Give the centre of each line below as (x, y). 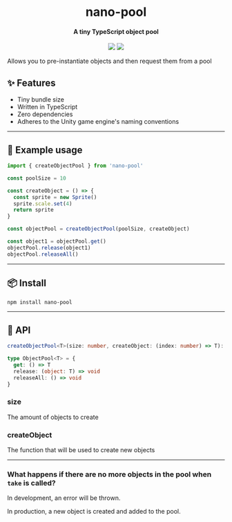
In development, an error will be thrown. (64, 498)
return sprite (33, 210)
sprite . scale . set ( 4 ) (43, 204)
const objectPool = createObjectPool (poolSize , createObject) (98, 229)
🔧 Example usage (45, 150)
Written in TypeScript (47, 107)
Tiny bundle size (40, 100)
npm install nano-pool (40, 302)
